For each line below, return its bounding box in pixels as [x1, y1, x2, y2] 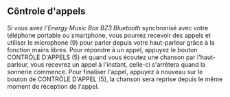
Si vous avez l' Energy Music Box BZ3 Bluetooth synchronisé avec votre [7, 23, 209, 32]
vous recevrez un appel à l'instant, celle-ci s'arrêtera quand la [30, 60, 206, 68]
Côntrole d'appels [7, 6, 86, 17]
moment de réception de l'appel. [7, 82, 100, 90]
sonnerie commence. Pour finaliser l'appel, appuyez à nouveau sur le [7, 67, 203, 76]
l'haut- [196, 53, 216, 61]
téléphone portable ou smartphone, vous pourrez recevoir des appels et [7, 31, 211, 39]
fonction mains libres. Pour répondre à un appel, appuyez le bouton [7, 45, 198, 54]
